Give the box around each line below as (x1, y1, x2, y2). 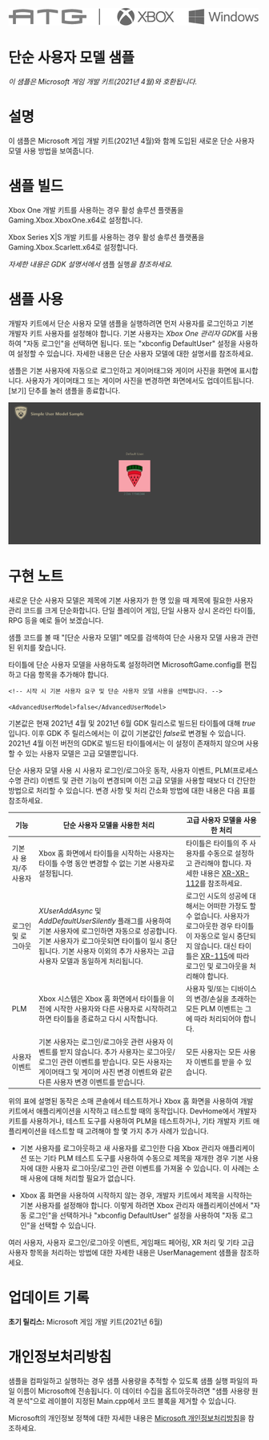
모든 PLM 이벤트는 (185, 1004, 243, 1014)
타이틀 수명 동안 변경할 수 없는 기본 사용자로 (38, 858, 175, 868)
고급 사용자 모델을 (186, 815, 243, 824)
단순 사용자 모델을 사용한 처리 (62, 820, 155, 830)
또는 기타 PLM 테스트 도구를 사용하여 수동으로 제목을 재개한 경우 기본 (28, 1153, 244, 1163)
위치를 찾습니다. (16, 643, 66, 653)
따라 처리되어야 (194, 1014, 242, 1023)
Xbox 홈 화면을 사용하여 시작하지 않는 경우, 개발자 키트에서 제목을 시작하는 (19, 1190, 253, 1200)
